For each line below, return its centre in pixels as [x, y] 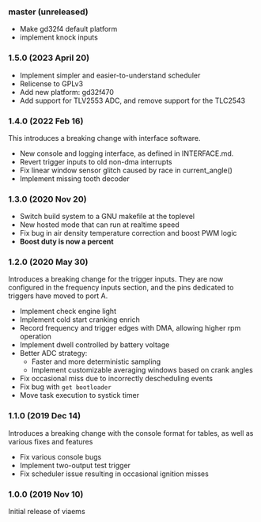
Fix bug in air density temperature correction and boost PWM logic [128, 233]
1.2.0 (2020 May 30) [48, 262]
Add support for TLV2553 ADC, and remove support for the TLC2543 [132, 100]
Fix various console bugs [61, 456]
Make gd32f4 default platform [68, 29]
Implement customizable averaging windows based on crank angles [142, 370]
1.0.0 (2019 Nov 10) [46, 494]
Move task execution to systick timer [79, 395]
